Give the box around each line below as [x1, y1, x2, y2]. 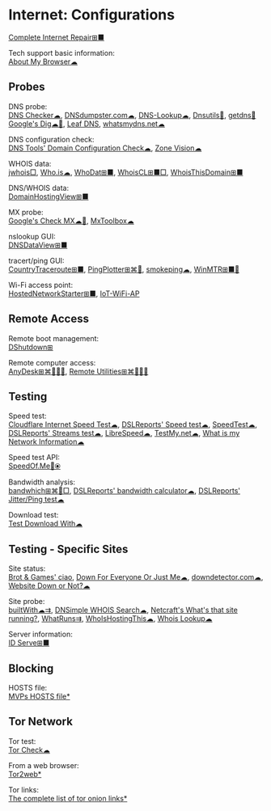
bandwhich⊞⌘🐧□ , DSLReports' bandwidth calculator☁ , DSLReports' [8, 486, 241, 496]
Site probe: [8, 597, 45, 606]
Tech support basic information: [8, 48, 115, 57]
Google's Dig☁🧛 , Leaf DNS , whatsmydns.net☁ [8, 119, 166, 129]
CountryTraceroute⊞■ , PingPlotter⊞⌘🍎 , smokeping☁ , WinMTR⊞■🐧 [8, 264, 240, 274]
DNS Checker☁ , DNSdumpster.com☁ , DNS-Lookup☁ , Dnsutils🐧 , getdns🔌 [8, 110, 256, 120]
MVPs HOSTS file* [8, 691, 70, 701]
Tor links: [8, 784, 39, 794]
